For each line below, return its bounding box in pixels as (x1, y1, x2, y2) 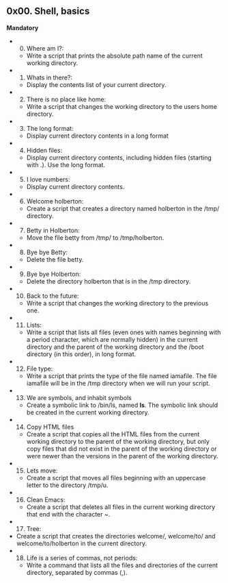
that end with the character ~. (26, 510, 111, 518)
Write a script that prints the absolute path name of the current (26, 51, 203, 60)
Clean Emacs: (26, 495, 66, 504)
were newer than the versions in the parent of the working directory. (26, 451, 218, 460)
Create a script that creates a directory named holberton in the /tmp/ (26, 204, 220, 212)
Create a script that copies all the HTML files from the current (26, 430, 200, 438)
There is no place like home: (26, 95, 106, 103)
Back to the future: (26, 291, 79, 300)
